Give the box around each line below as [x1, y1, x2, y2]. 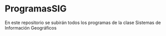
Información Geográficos [5, 24, 57, 30]
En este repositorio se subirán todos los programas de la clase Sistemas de [5, 19, 161, 25]
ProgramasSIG [5, 3, 67, 14]
